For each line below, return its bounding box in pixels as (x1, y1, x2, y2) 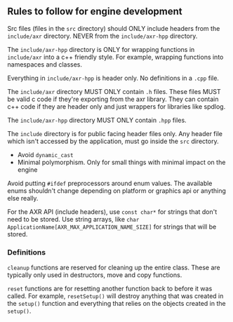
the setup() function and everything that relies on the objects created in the (7, 300, 226, 308)
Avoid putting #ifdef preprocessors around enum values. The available (7, 179, 213, 187)
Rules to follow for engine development (7, 6, 182, 18)
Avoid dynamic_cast (17, 150, 74, 159)
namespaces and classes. (7, 60, 83, 69)
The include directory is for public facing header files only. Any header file (7, 129, 223, 137)
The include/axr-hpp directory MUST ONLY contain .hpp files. (7, 116, 187, 124)
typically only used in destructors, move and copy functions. (7, 271, 182, 279)
